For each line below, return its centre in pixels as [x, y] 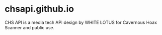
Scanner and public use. [30, 27]
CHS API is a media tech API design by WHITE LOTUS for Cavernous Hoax [81, 22]
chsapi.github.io [39, 9]
